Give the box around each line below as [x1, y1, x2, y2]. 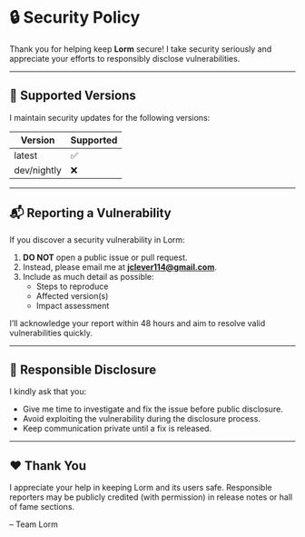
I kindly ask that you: [9, 386, 87, 397]
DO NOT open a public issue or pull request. [22, 252, 188, 263]
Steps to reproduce [35, 281, 109, 292]
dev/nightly [14, 164, 62, 176]
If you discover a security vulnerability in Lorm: [9, 234, 185, 245]
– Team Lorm [9, 519, 59, 530]
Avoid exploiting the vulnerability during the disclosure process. [22, 413, 261, 424]
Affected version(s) [35, 290, 109, 301]
